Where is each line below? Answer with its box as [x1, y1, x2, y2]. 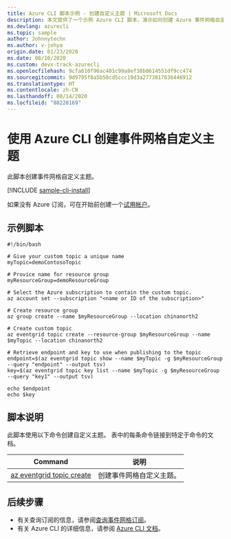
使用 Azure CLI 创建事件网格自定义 [7, 131, 203, 147]
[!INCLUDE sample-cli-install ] [7, 186, 91, 194]
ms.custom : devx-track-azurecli [7, 61, 100, 68]
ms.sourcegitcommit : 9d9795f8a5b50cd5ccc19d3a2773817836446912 [7, 73, 192, 81]
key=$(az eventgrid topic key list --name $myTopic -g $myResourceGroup [7, 367, 220, 374]
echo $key [7, 391, 36, 398]
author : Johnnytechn [7, 36, 67, 43]
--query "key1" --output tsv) [7, 373, 94, 380]
